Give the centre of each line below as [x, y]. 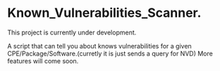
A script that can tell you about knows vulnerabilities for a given [99, 46]
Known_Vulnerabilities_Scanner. [104, 13]
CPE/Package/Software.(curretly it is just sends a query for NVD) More [110, 53]
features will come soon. [43, 60]
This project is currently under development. [72, 32]
